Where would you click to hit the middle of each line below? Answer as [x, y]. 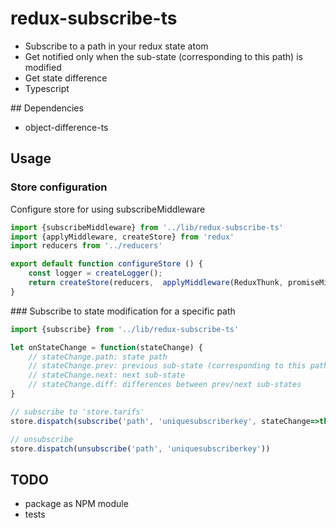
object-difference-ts [66, 127]
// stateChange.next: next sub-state [107, 375]
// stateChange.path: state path [98, 357]
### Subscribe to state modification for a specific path [123, 311]
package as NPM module [76, 504]
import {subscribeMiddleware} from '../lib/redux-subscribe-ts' [147, 227]
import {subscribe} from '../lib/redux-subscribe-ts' [125, 329]
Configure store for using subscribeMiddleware [108, 209]
